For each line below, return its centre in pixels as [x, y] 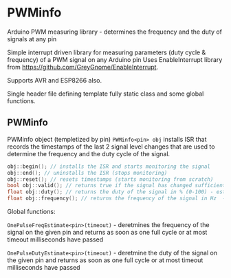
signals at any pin [32, 39]
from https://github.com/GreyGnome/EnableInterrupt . [83, 67]
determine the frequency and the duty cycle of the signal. [89, 153]
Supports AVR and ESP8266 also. [54, 80]
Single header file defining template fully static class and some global [106, 94]
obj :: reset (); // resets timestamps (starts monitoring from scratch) [110, 179]
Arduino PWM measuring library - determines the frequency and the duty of [114, 32]
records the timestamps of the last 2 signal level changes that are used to [111, 147]
